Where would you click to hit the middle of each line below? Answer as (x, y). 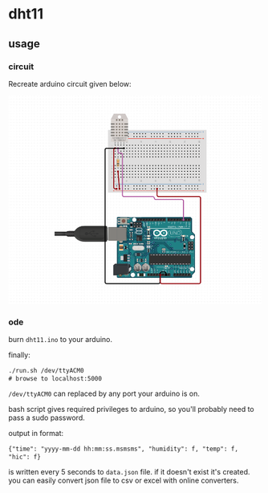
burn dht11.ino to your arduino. (61, 339)
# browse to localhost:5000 (55, 378)
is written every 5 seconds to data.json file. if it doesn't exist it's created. (129, 471)
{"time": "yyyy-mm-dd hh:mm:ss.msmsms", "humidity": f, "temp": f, (124, 449)
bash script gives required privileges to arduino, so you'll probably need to (131, 409)
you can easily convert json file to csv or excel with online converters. (124, 480)
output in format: (36, 433)
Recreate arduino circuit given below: (70, 84)
